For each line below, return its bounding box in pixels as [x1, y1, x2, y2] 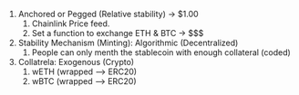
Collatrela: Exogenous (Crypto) [17, 57, 135, 67]
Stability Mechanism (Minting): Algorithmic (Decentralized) [17, 37, 239, 48]
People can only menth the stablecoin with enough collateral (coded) [31, 47, 292, 58]
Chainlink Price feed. [31, 18, 110, 29]
